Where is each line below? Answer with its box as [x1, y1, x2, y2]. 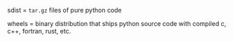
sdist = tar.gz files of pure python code [7, 6, 122, 14]
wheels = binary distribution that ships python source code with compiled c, [7, 20, 227, 27]
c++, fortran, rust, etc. [7, 27, 71, 35]
